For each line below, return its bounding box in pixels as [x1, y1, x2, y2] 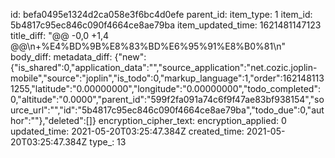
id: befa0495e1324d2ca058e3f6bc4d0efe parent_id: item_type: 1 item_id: [10, 9, 313, 20]
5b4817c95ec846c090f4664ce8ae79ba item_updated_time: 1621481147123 [10, 19, 322, 31]
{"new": [114, 51, 147, 63]
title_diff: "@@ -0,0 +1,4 [10, 30, 110, 41]
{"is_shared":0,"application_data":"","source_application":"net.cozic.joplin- [10, 62, 318, 73]
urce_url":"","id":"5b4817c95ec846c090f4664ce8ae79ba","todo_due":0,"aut [10, 104, 325, 116]
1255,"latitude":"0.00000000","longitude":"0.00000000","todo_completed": [10, 83, 321, 94]
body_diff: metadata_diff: [10, 51, 113, 63]
